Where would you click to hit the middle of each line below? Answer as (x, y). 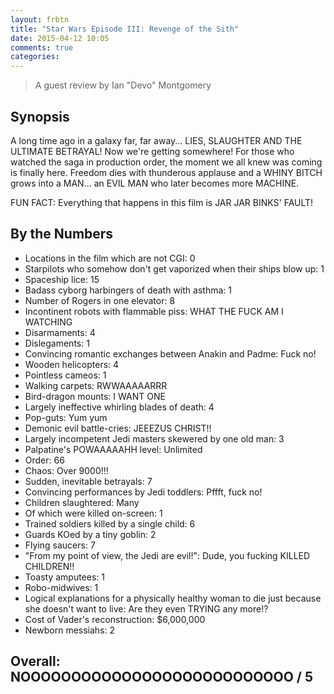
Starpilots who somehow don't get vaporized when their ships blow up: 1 (174, 268)
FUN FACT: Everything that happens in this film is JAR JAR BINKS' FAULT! (162, 202)
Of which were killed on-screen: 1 (93, 513)
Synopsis (40, 116)
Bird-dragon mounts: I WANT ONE (95, 396)
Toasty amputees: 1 (64, 577)
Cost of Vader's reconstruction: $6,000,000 (115, 619)
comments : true (42, 47)
